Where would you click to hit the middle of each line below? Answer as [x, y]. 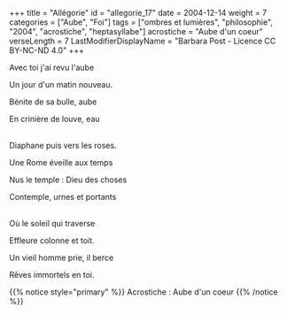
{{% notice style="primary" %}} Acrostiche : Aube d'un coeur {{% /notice [143, 292]
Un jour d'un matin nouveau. [61, 84]
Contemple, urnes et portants [63, 197]
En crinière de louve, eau [54, 119]
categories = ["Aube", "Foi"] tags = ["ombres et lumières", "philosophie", [141, 22]
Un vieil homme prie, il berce [62, 257]
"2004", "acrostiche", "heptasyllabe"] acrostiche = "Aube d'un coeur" [136, 31]
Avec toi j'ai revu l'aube [52, 67]
